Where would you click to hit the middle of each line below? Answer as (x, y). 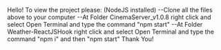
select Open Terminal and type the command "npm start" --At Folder (105, 24)
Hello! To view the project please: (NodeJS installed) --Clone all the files (110, 10)
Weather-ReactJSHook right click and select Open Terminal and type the (111, 32)
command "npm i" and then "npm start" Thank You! (80, 39)
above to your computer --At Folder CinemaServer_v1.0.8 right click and (109, 17)
